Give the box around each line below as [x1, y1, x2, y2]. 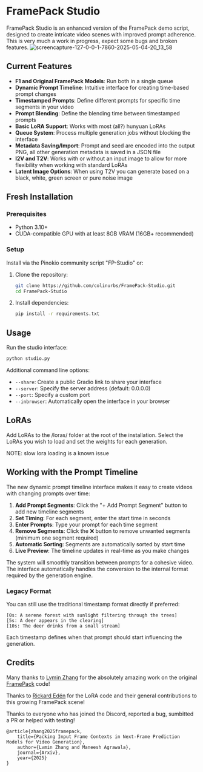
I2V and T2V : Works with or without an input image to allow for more [15, 155, 187, 162]
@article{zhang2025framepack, [6, 728, 83, 734]
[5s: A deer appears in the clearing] [6, 617, 104, 623]
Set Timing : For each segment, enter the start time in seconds [15, 514, 171, 521]
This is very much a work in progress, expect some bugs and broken [6, 37, 178, 44]
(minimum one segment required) [15, 534, 99, 541]
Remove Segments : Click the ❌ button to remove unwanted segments [15, 527, 191, 535]
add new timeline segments [15, 508, 84, 515]
